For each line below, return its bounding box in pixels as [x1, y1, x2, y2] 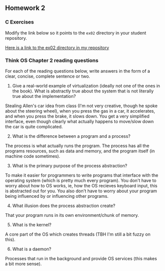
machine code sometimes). [5, 153, 61, 159]
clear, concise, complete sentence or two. [5, 73, 90, 79]
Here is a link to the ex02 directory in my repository [5, 44, 109, 51]
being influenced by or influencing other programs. [5, 193, 109, 199]
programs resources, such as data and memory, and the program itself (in [5, 148, 155, 154]
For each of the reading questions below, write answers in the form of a [5, 68, 150, 74]
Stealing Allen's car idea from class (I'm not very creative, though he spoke [5, 103, 158, 109]
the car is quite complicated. [5, 123, 63, 129]
